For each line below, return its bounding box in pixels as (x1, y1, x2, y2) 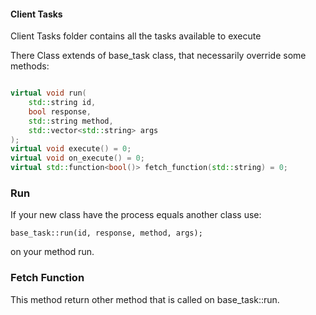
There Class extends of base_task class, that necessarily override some (10, 50, 307, 62)
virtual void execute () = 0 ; (10, 144, 132, 154)
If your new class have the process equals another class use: (10, 209, 262, 221)
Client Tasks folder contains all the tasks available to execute (10, 30, 262, 42)
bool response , (28, 106, 92, 117)
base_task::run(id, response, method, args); (10, 228, 203, 239)
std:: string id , (28, 98, 97, 108)
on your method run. (10, 246, 95, 258)
